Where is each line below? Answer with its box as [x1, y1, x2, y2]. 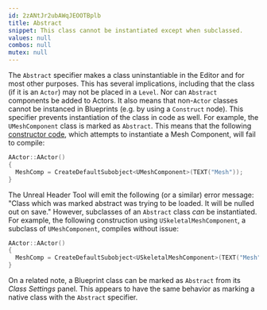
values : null [8, 33, 52, 42]
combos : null [8, 41, 52, 49]
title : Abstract [8, 19, 62, 27]
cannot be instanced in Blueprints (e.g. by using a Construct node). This [8, 104, 244, 114]
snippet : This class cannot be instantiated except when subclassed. [8, 26, 244, 34]
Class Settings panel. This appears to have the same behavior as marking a [8, 284, 255, 293]
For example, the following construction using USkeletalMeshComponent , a [8, 215, 246, 225]
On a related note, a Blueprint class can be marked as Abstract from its [8, 276, 241, 285]
